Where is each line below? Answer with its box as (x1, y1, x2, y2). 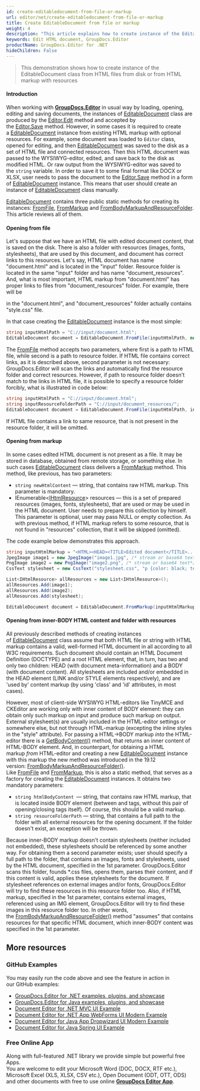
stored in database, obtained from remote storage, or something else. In (6, 457, 183, 464)
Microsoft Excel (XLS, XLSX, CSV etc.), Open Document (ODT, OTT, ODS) (6, 1071, 187, 1078)
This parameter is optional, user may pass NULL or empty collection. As (14, 513, 192, 520)
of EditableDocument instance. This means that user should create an (6, 180, 177, 187)
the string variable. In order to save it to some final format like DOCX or (6, 167, 182, 174)
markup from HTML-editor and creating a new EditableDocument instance (6, 750, 188, 757)
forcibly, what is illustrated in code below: (6, 384, 108, 391)
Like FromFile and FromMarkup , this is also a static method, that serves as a (6, 769, 192, 776)
